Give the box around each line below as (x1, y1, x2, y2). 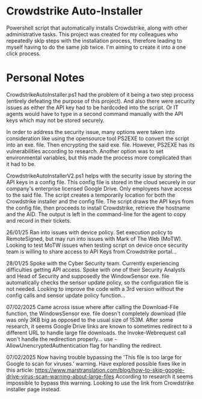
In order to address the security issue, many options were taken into (6, 128, 176, 135)
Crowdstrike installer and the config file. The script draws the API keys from (6, 197, 194, 205)
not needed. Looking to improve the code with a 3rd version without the (6, 285, 184, 292)
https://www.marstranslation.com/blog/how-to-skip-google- (35, 366, 185, 374)
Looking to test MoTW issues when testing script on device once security (6, 241, 188, 249)
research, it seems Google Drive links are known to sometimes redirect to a (6, 322, 192, 330)
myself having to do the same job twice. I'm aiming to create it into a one (6, 43, 186, 51)
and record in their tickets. (6, 217, 72, 224)
